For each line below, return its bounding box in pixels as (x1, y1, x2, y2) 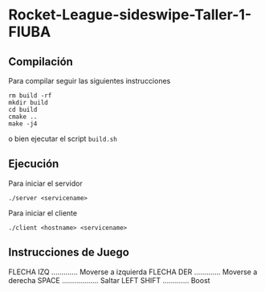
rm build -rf (8, 92, 52, 100)
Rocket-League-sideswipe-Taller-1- (8, 6, 252, 24)
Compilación (8, 55, 74, 68)
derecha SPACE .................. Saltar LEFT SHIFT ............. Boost (8, 275, 210, 285)
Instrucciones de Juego (8, 245, 130, 259)
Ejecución (8, 157, 59, 171)
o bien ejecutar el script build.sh (8, 134, 118, 143)
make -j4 (8, 120, 38, 128)
